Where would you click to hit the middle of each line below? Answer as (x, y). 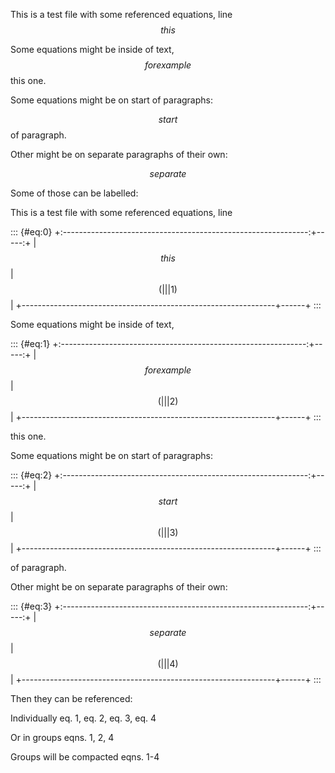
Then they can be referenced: (71, 698)
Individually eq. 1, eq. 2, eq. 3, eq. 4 (83, 718)
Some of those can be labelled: (74, 193)
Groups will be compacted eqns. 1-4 (85, 757)
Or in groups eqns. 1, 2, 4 (62, 737)
